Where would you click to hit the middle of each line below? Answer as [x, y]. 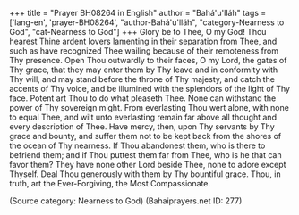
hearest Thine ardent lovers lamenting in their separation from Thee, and [143, 41]
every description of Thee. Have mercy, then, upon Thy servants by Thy [142, 127]
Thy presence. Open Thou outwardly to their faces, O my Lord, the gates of [148, 60]
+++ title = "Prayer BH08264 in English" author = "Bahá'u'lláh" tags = [138, 13]
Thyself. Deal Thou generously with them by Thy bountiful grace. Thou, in [145, 174]
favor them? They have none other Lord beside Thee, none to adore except [148, 165]
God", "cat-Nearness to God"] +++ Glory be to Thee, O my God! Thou [138, 32]
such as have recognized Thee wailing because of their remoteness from [144, 51]
